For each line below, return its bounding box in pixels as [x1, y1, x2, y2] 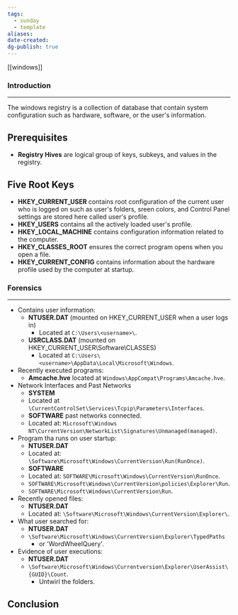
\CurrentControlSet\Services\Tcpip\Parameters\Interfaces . [28, 404, 205, 413]
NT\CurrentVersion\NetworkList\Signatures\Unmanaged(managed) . [28, 427, 218, 435]
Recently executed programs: [17, 366, 104, 375]
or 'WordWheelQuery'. [38, 540, 104, 548]
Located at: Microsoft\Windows [28, 419, 118, 428]
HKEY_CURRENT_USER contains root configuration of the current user [17, 197, 225, 206]
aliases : [7, 30, 33, 38]
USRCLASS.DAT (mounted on [28, 336, 115, 344]
